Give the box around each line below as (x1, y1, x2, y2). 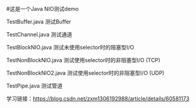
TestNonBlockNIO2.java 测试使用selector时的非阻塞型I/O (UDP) (6, 69, 165, 77)
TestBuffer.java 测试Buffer (6, 18, 72, 25)
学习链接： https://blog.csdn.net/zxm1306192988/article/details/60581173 (6, 95, 190, 102)
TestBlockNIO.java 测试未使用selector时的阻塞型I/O (6, 44, 135, 51)
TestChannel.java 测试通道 (6, 31, 73, 38)
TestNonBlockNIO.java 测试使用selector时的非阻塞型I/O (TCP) (6, 57, 161, 63)
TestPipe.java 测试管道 (6, 82, 63, 89)
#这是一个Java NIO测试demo (6, 5, 79, 12)
